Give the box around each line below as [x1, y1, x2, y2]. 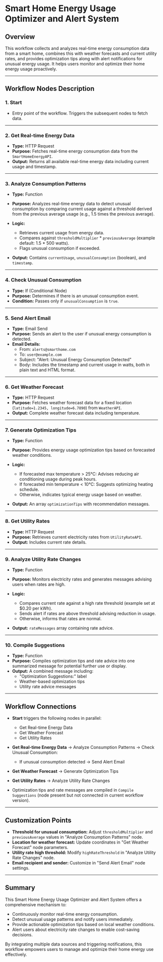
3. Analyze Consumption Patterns [5, 180, 86, 187]
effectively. [5, 951, 28, 957]
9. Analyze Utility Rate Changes [5, 556, 81, 563]
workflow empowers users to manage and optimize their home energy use [5, 946, 154, 952]
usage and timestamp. [12, 164, 57, 169]
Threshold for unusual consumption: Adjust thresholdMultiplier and [12, 829, 153, 835]
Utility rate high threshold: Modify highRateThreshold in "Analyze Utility [12, 849, 156, 855]
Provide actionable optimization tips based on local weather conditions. [12, 921, 155, 927]
